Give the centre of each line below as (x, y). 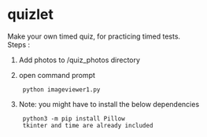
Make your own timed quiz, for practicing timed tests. (94, 36)
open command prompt (57, 75)
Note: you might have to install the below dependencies (109, 104)
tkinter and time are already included (88, 125)
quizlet (31, 15)
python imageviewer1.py (61, 89)
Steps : (19, 44)
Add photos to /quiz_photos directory (79, 60)
